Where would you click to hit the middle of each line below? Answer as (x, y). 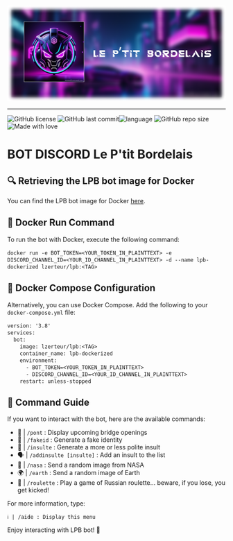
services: (21, 333)
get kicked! (33, 490)
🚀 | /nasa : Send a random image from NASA (80, 465)
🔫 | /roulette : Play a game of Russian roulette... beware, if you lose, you (121, 483)
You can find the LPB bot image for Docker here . (76, 200)
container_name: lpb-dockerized (66, 353)
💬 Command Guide (49, 402)
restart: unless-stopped (55, 381)
